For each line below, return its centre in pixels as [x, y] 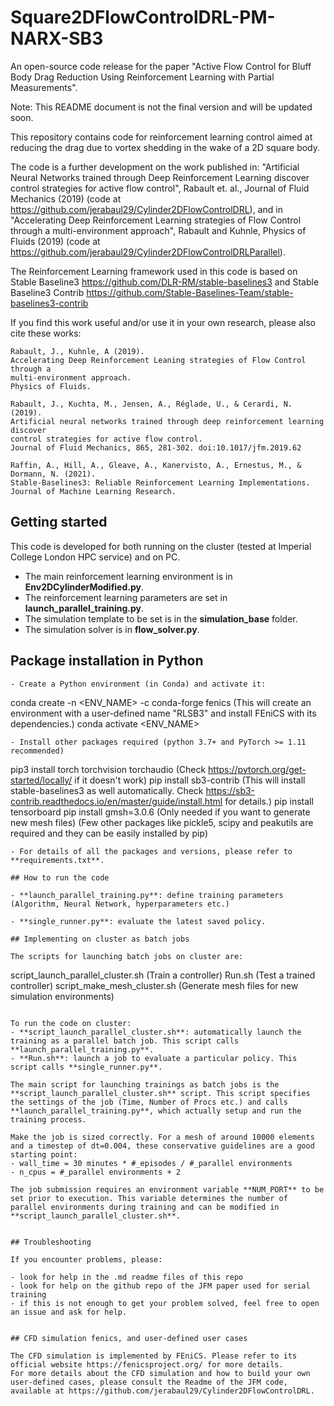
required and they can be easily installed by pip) [109, 833]
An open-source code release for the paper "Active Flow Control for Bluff [161, 66]
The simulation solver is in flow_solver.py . [112, 629]
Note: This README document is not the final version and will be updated [161, 107]
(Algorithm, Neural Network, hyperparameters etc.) [120, 904]
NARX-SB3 [57, 38]
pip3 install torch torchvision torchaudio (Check [108, 769]
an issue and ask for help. [69, 1312]
